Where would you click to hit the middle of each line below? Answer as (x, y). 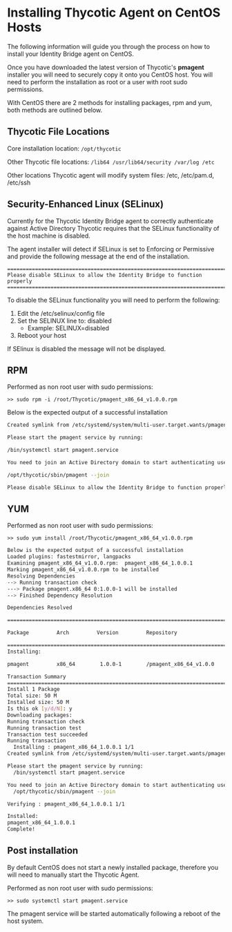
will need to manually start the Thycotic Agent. (73, 875)
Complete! (21, 829)
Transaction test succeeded (48, 734)
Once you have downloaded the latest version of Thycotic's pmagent (106, 67)
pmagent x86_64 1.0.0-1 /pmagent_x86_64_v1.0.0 (111, 664)
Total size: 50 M (32, 696)
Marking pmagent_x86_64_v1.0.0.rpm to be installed (83, 570)
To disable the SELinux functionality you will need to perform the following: (114, 300)
